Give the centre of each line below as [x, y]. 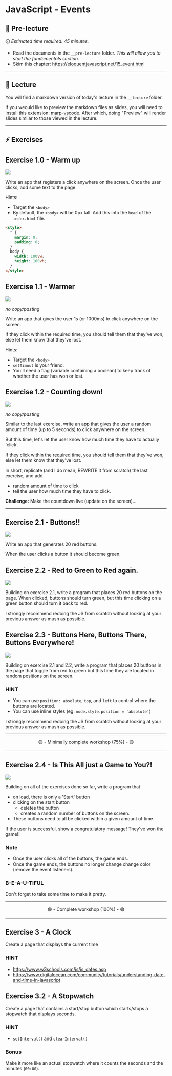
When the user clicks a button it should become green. [63, 554]
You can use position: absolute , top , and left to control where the [84, 701]
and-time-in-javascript [36, 980]
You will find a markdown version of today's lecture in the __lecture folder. [84, 97]
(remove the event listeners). [43, 870]
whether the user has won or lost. [48, 376]
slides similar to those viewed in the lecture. [51, 118]
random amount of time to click [46, 486]
